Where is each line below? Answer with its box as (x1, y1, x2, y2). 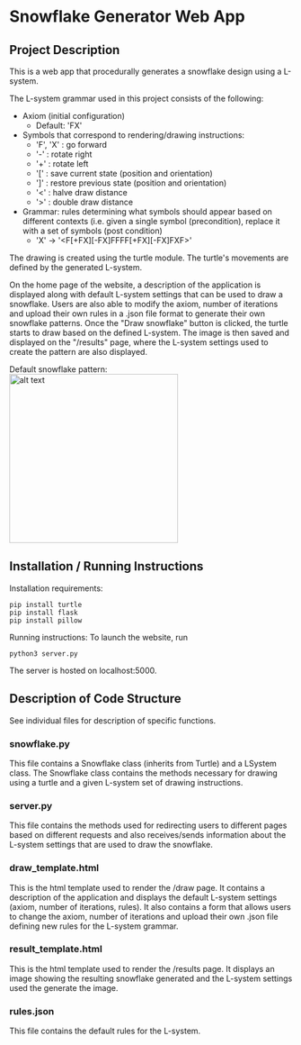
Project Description (9, 42, 120, 58)
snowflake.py (9, 737, 70, 750)
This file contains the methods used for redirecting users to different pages (9, 820, 288, 831)
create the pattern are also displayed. (9, 347, 148, 357)
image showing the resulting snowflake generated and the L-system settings (9, 973, 293, 984)
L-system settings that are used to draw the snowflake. (9, 840, 214, 850)
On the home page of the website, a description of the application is (9, 279, 261, 290)
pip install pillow (9, 615, 83, 625)
